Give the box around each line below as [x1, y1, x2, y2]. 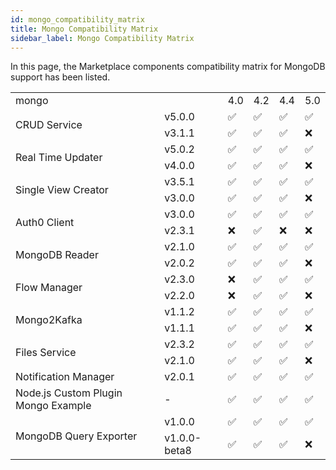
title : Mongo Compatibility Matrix [10, 24, 159, 34]
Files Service [15, 346, 77, 360]
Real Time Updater [15, 151, 103, 165]
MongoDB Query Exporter [15, 429, 138, 443]
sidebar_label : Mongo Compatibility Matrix [10, 33, 195, 43]
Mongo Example [15, 399, 92, 413]
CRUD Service [15, 118, 83, 132]
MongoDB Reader [15, 248, 99, 262]
